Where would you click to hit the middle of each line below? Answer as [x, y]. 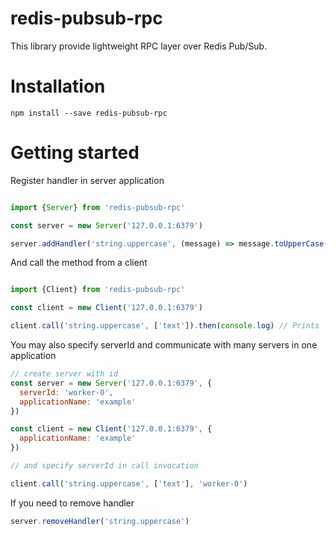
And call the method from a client [79, 263]
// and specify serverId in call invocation [104, 466]
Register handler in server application [87, 180]
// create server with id [64, 374]
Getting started [75, 153]
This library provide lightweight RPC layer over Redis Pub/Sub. [139, 46]
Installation [58, 86]
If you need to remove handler [72, 503]
